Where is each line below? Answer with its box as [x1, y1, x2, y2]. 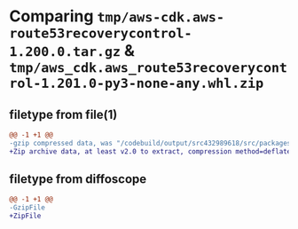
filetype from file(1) [9, 107, 118, 122]
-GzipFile [9, 203, 46, 212]
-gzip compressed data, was [9, 138, 114, 147]
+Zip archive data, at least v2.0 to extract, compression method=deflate [9, 146, 292, 156]
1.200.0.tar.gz [9, 43, 122, 60]
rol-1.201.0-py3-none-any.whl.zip [9, 75, 264, 92]
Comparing [9, 6, 94, 27]
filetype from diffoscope [9, 171, 147, 187]
